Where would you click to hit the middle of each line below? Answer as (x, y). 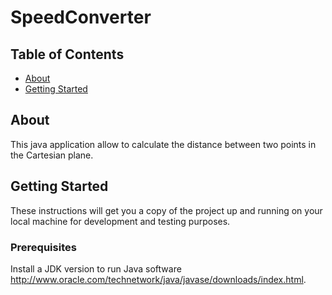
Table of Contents (67, 54)
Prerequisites (43, 247)
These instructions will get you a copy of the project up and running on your (166, 210)
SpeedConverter (81, 17)
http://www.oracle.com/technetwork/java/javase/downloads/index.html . (158, 279)
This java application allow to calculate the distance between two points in (163, 144)
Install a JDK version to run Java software (96, 268)
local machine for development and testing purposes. (120, 221)
